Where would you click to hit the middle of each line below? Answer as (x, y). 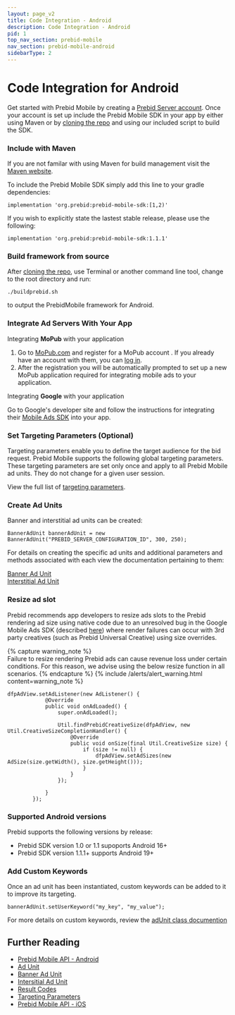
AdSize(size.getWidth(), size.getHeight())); (75, 762)
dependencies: (29, 192)
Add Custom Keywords (47, 871)
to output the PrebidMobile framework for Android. (81, 305)
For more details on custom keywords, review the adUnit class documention (117, 920)
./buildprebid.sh (33, 292)
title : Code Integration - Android (59, 20)
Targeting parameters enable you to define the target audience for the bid (114, 451)
